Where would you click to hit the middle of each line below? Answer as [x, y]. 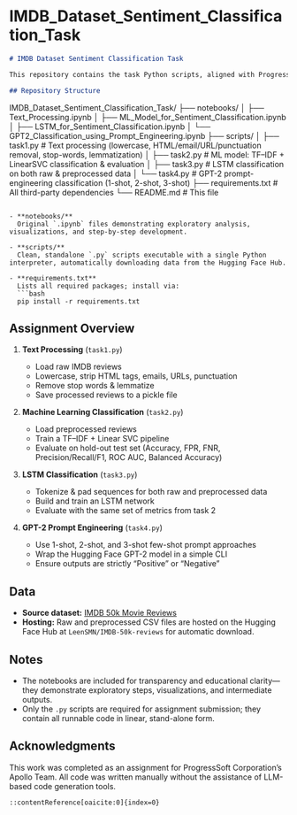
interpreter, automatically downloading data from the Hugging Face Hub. [148, 263]
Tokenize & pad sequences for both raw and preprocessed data [151, 492]
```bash [31, 294]
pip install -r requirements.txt [79, 301]
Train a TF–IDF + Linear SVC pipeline [102, 439]
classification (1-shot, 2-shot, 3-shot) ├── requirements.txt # [166, 182]
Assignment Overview [72, 328]
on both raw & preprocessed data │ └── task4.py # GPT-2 [116, 173]
